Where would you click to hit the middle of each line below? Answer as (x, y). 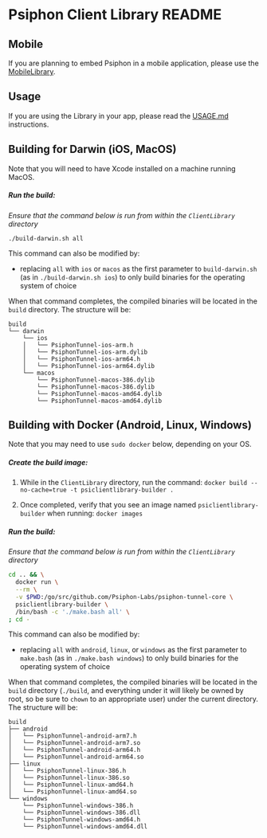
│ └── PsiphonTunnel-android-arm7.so (75, 743)
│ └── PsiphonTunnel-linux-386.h (67, 771)
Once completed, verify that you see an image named (108, 505)
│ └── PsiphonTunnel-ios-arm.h (78, 345)
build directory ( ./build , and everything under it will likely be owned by (126, 691)
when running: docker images (95, 513)
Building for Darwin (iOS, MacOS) (92, 149)
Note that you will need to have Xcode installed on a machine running (122, 168)
